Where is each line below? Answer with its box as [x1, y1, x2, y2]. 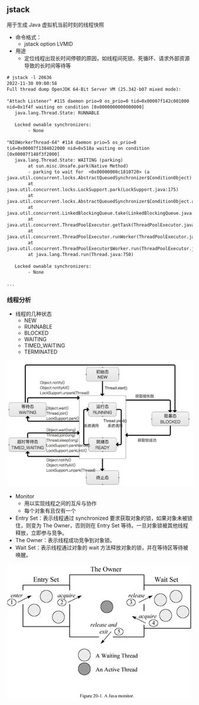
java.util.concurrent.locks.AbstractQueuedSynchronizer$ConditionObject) [6, 175, 193, 181]
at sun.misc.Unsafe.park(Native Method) [28, 163, 129, 169]
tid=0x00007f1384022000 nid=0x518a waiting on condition [6, 145, 150, 151]
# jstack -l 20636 [6, 74, 52, 80]
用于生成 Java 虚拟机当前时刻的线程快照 [6, 21, 105, 28]
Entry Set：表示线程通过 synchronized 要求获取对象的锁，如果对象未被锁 [15, 514, 193, 522]
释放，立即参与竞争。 [15, 529, 67, 536]
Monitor [15, 493, 35, 500]
